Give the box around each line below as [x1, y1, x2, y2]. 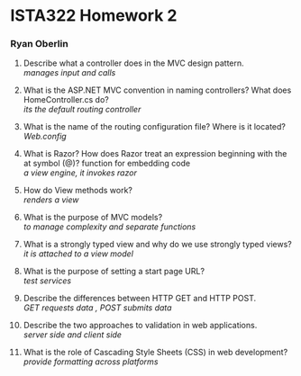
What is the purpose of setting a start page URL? [23, 266, 205, 277]
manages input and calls [23, 67, 116, 78]
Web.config [23, 131, 67, 142]
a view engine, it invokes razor [23, 167, 138, 178]
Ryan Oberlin [10, 38, 68, 50]
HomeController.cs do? [23, 94, 109, 105]
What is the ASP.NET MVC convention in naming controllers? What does [23, 85, 292, 95]
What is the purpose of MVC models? [23, 212, 163, 223]
